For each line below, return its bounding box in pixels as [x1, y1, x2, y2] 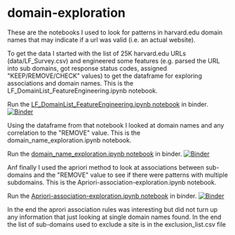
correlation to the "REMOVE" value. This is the [7, 128, 141, 137]
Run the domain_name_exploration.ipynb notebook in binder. [7, 149, 182, 158]
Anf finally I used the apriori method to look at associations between [7, 163, 205, 171]
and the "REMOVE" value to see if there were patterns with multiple [34, 170, 228, 179]
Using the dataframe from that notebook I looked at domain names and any [7, 121, 224, 129]
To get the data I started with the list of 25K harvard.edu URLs [7, 49, 187, 58]
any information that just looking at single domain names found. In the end [7, 213, 222, 221]
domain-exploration [7, 5, 126, 21]
